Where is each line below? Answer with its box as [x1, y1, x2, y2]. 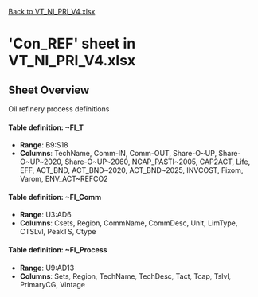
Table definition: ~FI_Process [8, 245, 107, 254]
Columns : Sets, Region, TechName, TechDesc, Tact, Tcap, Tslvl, [19, 271, 232, 281]
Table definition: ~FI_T [8, 123, 84, 132]
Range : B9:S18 [19, 140, 69, 150]
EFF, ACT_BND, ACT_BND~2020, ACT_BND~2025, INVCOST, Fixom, [19, 166, 244, 175]
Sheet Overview [8, 83, 90, 96]
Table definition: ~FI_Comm [8, 192, 102, 201]
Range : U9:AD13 [19, 263, 75, 272]
